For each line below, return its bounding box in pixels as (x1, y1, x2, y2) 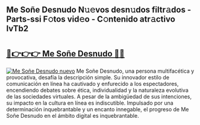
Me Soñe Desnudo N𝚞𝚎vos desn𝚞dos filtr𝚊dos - (6, 5, 192, 15)
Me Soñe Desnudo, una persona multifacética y (76, 67, 195, 75)
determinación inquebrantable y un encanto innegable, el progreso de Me (6, 106, 189, 113)
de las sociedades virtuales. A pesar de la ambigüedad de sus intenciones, (6, 93, 192, 100)
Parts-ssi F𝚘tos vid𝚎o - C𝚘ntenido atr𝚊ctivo (6, 14, 176, 25)
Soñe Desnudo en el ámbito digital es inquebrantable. (6, 112, 140, 119)
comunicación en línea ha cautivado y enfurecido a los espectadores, (6, 81, 179, 87)
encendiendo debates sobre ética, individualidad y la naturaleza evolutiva (6, 87, 189, 94)
